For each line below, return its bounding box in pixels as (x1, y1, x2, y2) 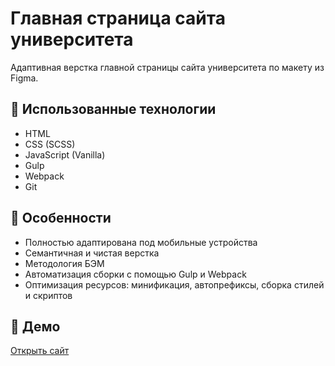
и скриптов (24, 289, 73, 301)
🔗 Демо (10, 318, 61, 335)
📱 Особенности (10, 210, 112, 227)
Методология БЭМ (24, 257, 105, 269)
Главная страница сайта (10, 7, 226, 30)
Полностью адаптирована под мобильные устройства (24, 236, 258, 248)
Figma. (10, 72, 39, 84)
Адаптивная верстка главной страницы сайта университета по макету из (10, 61, 325, 73)
